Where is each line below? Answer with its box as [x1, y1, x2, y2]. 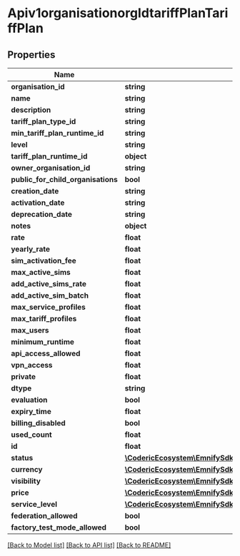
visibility [11, 476, 41, 486]
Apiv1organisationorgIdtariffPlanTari [7, 5, 229, 21]
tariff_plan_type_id [11, 116, 76, 126]
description [11, 105, 51, 115]
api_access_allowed [11, 348, 81, 358]
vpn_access [11, 360, 53, 370]
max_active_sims [11, 268, 71, 277]
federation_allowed [11, 511, 78, 520]
